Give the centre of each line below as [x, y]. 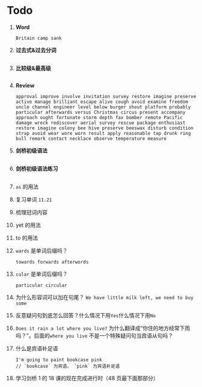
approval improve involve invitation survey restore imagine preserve [106, 96]
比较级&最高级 [33, 68]
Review [25, 85]
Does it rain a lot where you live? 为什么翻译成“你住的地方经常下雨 [103, 328]
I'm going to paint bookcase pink [59, 360]
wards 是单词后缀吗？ [41, 250]
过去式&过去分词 [36, 50]
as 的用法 [27, 187]
